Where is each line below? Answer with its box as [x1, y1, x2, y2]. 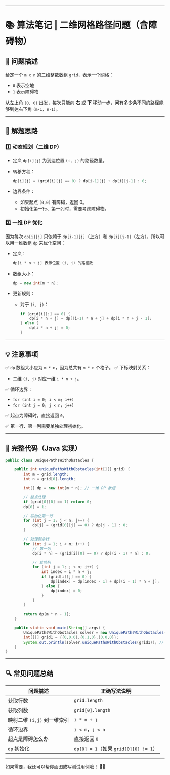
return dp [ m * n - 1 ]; [23, 612, 71, 617]
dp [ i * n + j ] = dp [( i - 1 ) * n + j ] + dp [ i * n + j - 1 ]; [29, 316, 152, 321]
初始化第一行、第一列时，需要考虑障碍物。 [20, 205, 109, 211]
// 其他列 [32, 560, 51, 565]
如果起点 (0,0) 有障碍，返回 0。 [20, 199, 88, 205]
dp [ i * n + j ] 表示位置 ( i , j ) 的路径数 [12, 260, 93, 265]
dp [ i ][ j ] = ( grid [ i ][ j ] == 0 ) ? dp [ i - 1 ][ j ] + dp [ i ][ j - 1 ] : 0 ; [12, 178, 147, 183]
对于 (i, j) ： [20, 301, 49, 307]
